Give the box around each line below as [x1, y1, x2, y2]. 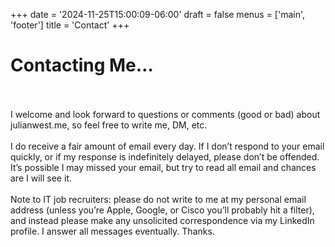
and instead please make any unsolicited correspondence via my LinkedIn [10, 214, 315, 226]
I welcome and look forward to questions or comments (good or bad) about [10, 108, 321, 120]
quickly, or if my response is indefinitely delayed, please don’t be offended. [10, 150, 320, 163]
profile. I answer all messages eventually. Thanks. [10, 225, 215, 237]
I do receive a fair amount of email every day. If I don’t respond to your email [10, 140, 325, 152]
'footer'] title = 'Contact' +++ [10, 19, 130, 31]
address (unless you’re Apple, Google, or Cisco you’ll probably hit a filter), [10, 204, 315, 216]
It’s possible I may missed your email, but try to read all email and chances [10, 161, 317, 173]
